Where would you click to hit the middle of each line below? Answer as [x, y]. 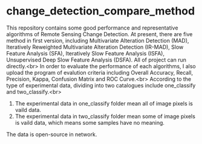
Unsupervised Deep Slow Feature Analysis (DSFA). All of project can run [96, 60]
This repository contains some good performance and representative [92, 28]
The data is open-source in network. [52, 134]
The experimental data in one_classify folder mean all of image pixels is [104, 103]
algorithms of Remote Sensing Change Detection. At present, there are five [99, 34]
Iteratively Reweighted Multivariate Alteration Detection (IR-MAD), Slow [95, 47]
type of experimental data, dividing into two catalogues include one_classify [101, 85]
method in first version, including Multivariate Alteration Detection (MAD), [98, 40]
